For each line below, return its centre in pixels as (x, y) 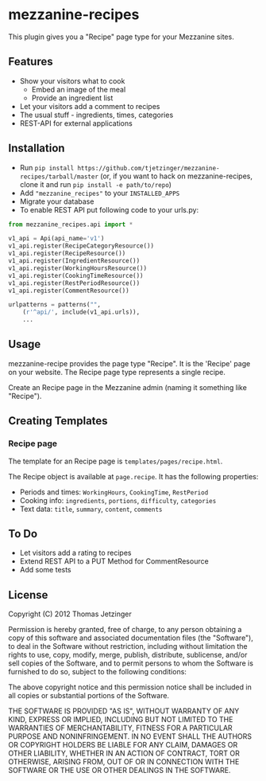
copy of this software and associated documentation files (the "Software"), (131, 638)
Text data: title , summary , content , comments (91, 509)
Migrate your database (57, 201)
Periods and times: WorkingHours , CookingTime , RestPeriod (114, 492)
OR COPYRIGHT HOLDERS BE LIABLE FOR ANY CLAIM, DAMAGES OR (123, 745)
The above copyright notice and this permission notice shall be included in (130, 687)
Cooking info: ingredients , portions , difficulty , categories (118, 500)
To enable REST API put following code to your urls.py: (109, 209)
